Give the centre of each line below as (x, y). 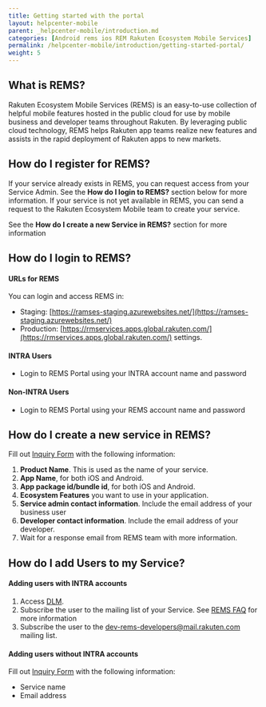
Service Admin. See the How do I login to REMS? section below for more (128, 192)
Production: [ (41, 329)
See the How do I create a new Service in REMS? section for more (118, 224)
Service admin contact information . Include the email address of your (136, 504)
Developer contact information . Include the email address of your (129, 521)
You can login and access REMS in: (66, 297)
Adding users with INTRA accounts (68, 584)
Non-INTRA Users (39, 392)
